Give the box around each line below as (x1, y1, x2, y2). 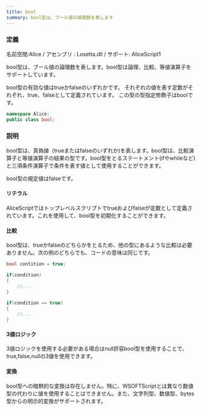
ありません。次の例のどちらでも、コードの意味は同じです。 (6, 249, 154, 256)
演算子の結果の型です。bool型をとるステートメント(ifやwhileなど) (32, 154, 196, 161)
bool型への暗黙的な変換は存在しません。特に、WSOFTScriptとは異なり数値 (6, 382, 194, 389)
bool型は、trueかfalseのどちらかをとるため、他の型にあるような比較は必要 (6, 241, 193, 249)
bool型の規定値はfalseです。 (6, 175, 77, 182)
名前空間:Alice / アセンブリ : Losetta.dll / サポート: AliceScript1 (6, 50, 161, 57)
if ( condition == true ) (6, 300, 63, 306)
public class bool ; (6, 116, 56, 123)
